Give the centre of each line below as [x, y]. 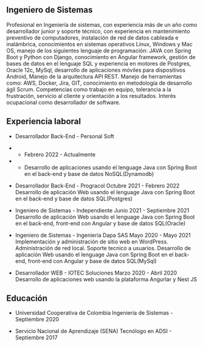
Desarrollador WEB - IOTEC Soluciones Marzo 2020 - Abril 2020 [96, 273]
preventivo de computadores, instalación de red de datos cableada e [92, 37]
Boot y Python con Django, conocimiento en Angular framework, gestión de [101, 57]
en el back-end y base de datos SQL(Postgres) [74, 198]
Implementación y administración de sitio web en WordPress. [91, 241]
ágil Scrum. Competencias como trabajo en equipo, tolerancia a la [89, 89]
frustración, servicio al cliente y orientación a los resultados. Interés [91, 96]
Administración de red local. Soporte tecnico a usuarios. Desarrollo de [103, 248]
